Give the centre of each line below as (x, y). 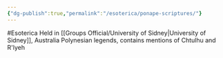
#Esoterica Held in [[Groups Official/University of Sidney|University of (107, 33)
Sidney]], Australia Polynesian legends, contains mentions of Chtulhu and (111, 40)
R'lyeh (16, 47)
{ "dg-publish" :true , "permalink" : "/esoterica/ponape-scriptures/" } (105, 13)
